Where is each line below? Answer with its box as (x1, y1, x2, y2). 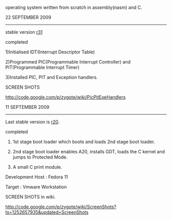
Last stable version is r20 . (5, 119, 60, 125)
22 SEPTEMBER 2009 (5, 14, 51, 20)
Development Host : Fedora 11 (5, 174, 68, 180)
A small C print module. (12, 164, 62, 170)
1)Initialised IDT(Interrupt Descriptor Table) (5, 49, 95, 55)
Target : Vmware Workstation (5, 184, 67, 190)
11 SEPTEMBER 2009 (5, 104, 50, 110)
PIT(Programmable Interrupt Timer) (5, 64, 80, 70)
